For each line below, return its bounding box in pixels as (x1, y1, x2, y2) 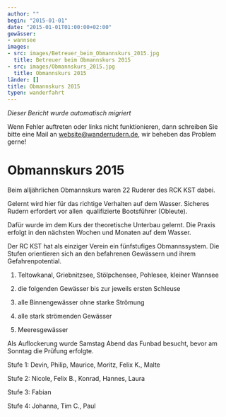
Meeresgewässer (17, 326, 69, 334)
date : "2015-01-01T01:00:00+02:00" (7, 23, 112, 30)
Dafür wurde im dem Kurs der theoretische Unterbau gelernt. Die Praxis (7, 221, 215, 229)
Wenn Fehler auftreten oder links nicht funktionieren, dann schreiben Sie (7, 122, 218, 131)
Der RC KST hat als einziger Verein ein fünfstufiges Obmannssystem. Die (7, 242, 220, 251)
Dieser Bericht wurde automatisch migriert (7, 109, 131, 118)
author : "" (7, 10, 40, 18)
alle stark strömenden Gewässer (17, 312, 112, 321)
